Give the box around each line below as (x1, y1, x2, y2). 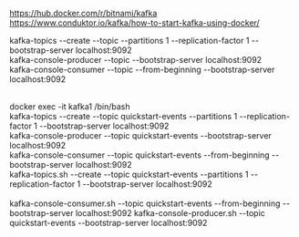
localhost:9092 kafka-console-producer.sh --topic (75, 208, 266, 218)
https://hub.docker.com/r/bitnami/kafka (9, 8, 158, 18)
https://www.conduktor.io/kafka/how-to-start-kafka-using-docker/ (9, 17, 260, 28)
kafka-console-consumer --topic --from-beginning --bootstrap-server (9, 64, 275, 75)
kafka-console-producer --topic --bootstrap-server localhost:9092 (9, 55, 263, 65)
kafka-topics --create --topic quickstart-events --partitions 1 (9, 111, 238, 121)
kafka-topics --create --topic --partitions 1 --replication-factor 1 (9, 36, 250, 46)
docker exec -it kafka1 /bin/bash (9, 101, 130, 112)
